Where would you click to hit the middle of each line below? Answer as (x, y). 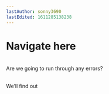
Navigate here (41, 46)
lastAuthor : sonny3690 (34, 11)
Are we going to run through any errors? (54, 69)
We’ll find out (22, 86)
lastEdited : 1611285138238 (39, 17)
